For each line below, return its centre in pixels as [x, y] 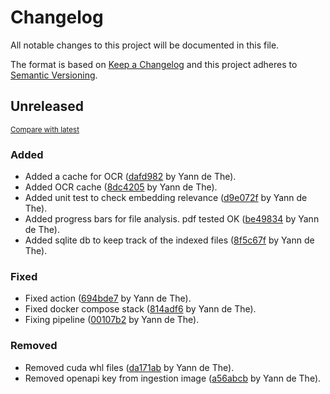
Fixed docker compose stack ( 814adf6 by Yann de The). [140, 309]
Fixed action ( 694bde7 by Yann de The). [108, 298]
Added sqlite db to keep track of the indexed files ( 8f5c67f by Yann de [169, 240]
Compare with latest [45, 129]
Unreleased [47, 106]
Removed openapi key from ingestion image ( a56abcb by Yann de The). [173, 378]
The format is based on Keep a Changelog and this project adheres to [154, 64]
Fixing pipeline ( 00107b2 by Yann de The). [112, 320]
